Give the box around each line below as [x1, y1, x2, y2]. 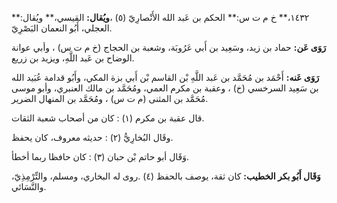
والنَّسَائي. [11, 181, 47, 192]
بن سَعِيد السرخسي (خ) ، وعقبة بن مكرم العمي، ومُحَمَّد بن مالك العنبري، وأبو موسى [11, 82, 319, 94]
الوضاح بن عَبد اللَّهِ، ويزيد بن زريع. [11, 52, 135, 64]
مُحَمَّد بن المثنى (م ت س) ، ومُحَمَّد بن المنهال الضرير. [11, 93, 209, 104]
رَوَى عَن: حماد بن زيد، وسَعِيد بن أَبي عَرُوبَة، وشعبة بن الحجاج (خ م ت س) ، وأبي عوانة [11, 42, 327, 53]
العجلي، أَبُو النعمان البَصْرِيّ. [11, 22, 113, 34]
